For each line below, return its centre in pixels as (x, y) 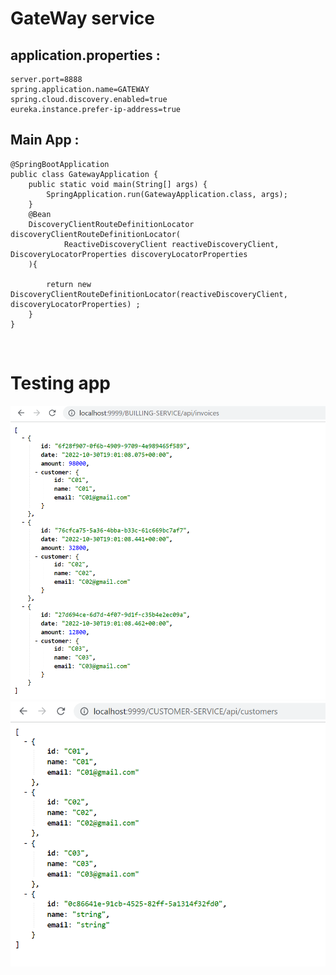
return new (69, 284)
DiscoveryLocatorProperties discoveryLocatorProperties (129, 254)
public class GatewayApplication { (84, 174)
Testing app (61, 383)
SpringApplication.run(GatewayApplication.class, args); (167, 194)
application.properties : (85, 55)
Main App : (45, 140)
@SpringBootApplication (60, 164)
